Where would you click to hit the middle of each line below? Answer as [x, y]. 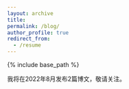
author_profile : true [38, 33]
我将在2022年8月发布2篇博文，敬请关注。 [66, 79]
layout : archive [30, 13]
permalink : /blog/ [33, 26]
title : [16, 20]
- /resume [27, 45]
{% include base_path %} [43, 65]
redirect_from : [29, 39]
